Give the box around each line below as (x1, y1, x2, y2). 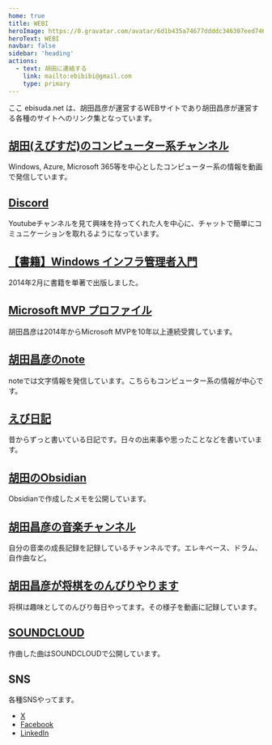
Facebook (19, 720, 54, 730)
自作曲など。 (8, 553, 51, 563)
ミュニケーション (8, 228, 66, 239)
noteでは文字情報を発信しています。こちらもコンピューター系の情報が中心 (8, 376, 257, 385)
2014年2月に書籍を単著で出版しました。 (8, 277, 143, 287)
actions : (8, 57, 38, 66)
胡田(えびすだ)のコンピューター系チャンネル (8, 138, 229, 152)
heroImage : (8, 27, 45, 35)
